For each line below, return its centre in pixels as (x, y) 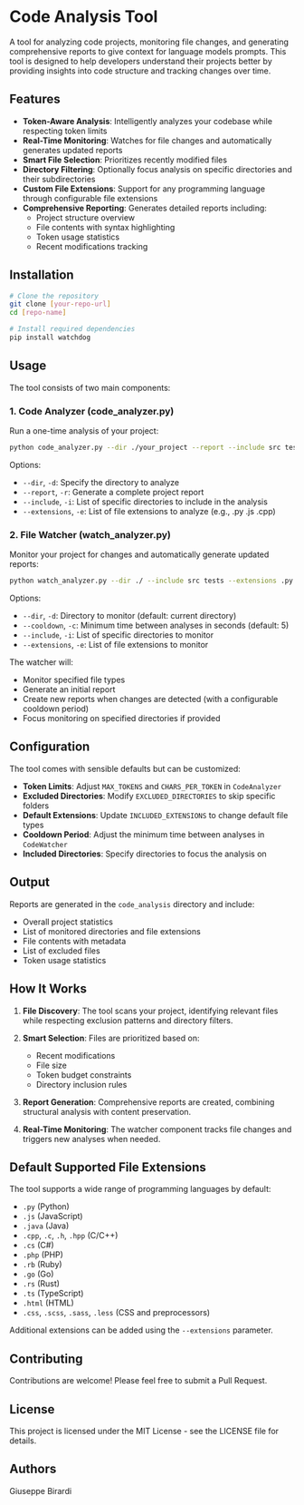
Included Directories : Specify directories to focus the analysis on (144, 854)
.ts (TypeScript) (53, 1294)
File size (52, 1065)
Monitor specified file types (74, 680)
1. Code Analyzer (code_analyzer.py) (92, 411)
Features (35, 99)
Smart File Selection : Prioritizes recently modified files (125, 160)
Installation (42, 275)
